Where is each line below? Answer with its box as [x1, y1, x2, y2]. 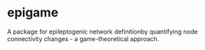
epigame [7, 5, 59, 21]
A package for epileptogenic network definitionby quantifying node [7, 27, 198, 36]
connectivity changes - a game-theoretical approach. [7, 34, 159, 42]
